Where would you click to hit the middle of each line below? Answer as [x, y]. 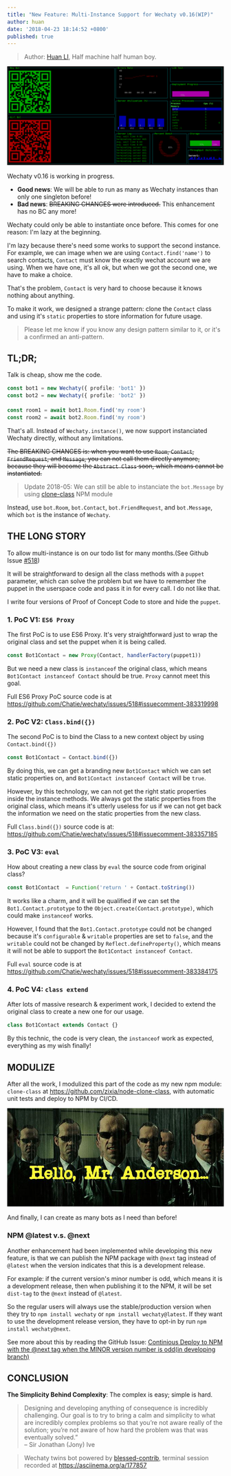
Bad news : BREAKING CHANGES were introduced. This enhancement [116, 204]
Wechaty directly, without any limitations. [65, 438]
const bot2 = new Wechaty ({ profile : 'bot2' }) [77, 396]
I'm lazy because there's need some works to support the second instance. [114, 245]
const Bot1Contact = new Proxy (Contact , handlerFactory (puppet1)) [104, 655]
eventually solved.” [51, 1437]
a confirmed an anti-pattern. [64, 336]
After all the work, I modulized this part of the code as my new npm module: [114, 1084]
